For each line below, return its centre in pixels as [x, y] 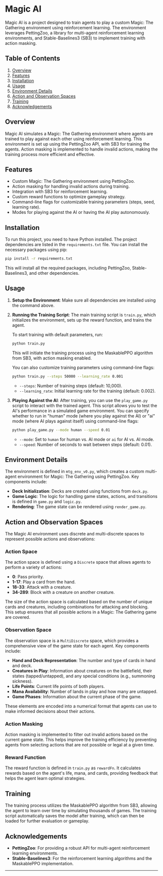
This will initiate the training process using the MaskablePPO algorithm [82, 353]
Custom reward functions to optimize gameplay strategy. [69, 197]
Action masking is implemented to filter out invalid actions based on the [76, 735]
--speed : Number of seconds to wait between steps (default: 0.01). [86, 444]
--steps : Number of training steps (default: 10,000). [71, 385]
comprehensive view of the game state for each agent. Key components [77, 646]
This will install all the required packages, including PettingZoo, [68, 268]
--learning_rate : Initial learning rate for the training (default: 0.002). [88, 391]
